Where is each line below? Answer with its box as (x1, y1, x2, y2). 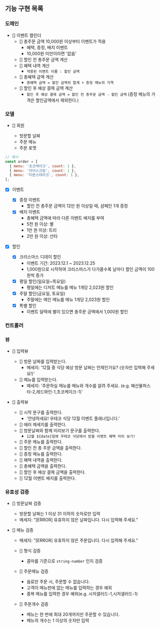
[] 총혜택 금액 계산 (19, 74, 54, 80)
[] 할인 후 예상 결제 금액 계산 (19, 85, 73, 91)
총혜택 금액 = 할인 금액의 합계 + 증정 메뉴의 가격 (26, 80, 114, 85)
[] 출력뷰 (12, 399, 29, 405)
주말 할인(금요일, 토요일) (19, 290, 65, 296)
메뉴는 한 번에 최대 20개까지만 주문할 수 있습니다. (26, 611, 120, 617)
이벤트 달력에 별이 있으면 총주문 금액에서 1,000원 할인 (26, 309, 128, 314)
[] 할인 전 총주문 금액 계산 (19, 56, 68, 62)
